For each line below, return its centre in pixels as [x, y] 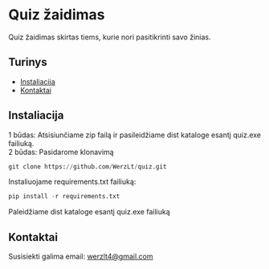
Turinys [28, 62]
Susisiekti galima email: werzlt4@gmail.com [81, 257]
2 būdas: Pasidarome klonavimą [61, 152]
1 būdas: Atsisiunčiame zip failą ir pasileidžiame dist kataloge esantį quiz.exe [135, 135]
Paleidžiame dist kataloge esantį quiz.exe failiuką [89, 212]
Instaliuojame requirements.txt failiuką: [72, 181]
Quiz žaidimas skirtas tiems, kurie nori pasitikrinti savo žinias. [110, 37]
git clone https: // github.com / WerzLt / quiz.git [88, 166]
